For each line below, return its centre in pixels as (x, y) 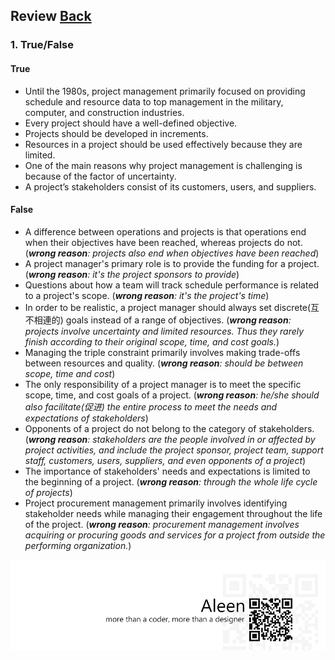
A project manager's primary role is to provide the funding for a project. (172, 263)
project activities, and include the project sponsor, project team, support (174, 450)
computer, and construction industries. (104, 112)
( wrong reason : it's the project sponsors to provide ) (132, 274)
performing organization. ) (78, 545)
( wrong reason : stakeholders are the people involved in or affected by (170, 439)
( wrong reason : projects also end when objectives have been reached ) (172, 253)
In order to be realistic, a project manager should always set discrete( (168, 307)
